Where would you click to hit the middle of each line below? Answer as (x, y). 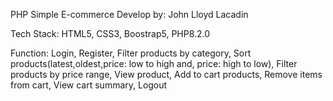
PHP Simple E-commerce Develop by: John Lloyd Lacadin (129, 14)
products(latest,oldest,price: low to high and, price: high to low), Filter (154, 63)
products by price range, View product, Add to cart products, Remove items (166, 74)
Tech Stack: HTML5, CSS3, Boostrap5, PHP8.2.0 (110, 33)
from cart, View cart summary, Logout (89, 85)
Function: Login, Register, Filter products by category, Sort (131, 53)
